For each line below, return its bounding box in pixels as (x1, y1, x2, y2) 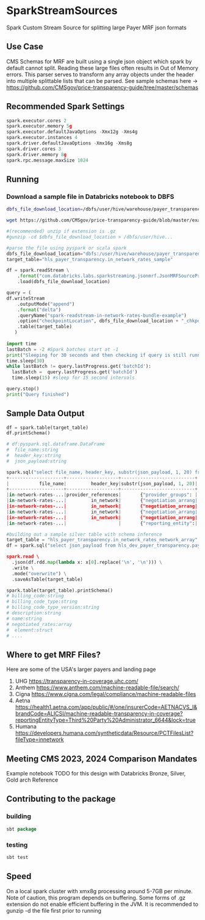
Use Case (6, 41, 44, 52)
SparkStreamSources (6, 4, 118, 18)
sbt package (6, 826, 37, 832)
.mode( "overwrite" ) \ (12, 570, 67, 577)
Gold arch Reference (6, 776, 59, 784)
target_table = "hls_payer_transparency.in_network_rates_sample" (6, 256, 173, 262)
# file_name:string (6, 447, 59, 453)
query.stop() (6, 386, 40, 392)
